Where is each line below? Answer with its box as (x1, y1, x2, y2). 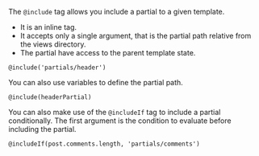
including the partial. (8, 125, 77, 133)
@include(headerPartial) (8, 93, 92, 101)
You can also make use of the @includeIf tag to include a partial (8, 108, 221, 117)
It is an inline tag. (19, 23, 77, 31)
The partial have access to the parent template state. (19, 48, 196, 57)
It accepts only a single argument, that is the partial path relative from (19, 31, 252, 40)
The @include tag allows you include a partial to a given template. (8, 7, 225, 16)
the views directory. (19, 39, 86, 49)
